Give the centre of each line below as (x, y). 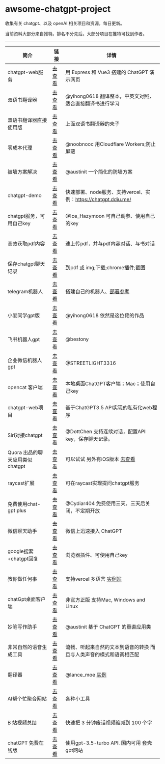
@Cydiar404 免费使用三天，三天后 (106, 503)
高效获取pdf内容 (26, 243)
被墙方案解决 (23, 171)
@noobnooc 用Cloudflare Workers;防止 (111, 144)
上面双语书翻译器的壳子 (93, 124)
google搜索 (21, 551)
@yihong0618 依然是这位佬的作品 (105, 315)
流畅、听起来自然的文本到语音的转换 (107, 647)
